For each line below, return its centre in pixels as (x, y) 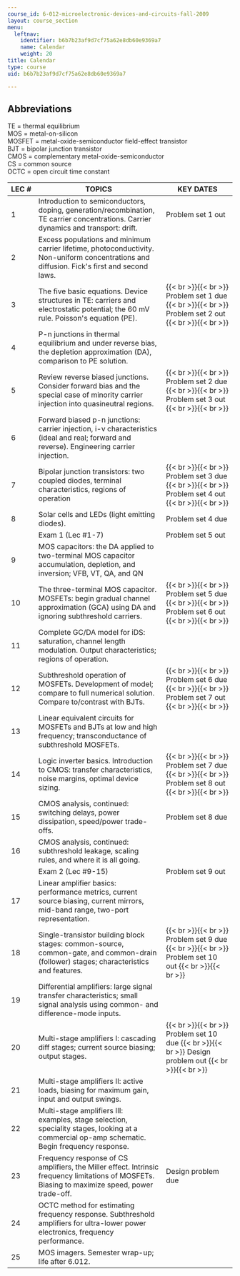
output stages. (62, 1056)
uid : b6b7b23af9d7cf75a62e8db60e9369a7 (67, 74)
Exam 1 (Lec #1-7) (71, 535)
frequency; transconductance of (92, 736)
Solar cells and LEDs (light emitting (97, 515)
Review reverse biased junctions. (93, 377)
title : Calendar (31, 61)
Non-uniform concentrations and (94, 258)
